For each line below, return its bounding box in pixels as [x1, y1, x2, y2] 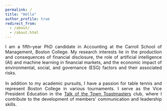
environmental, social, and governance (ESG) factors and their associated [5, 65, 162, 71]
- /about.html [9, 30, 39, 35]
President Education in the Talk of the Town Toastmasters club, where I [5, 91, 162, 97]
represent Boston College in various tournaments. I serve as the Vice [5, 86, 162, 91]
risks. [5, 70, 16, 75]
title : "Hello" [5, 12, 37, 17]
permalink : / [5, 7, 32, 12]
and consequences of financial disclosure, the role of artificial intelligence [5, 54, 162, 60]
